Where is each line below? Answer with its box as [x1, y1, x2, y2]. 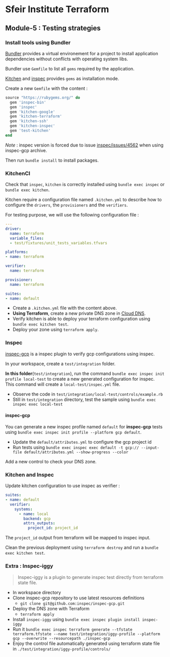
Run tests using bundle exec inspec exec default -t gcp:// [12, 444, 139, 450]
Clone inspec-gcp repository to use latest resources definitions [12, 595, 145, 601]
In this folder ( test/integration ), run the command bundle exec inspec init [5, 370, 164, 376]
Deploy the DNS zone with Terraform [12, 605, 90, 611]
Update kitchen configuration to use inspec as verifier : [5, 483, 120, 489]
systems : [14, 506, 33, 512]
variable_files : [10, 236, 44, 241]
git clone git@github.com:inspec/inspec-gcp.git [20, 601, 125, 606]
